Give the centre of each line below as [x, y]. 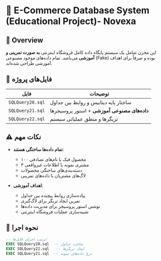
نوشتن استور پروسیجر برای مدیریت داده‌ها [60, 206]
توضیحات [99, 93]
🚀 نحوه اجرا [22, 228]
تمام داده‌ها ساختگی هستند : [38, 149]
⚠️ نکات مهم [23, 137]
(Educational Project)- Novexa [71, 21]
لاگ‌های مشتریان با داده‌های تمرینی [53, 175]
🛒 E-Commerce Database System [78, 10]
